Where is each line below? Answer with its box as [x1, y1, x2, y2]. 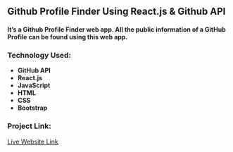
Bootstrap [17, 103, 48, 112]
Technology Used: [7, 50, 72, 60]
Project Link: [7, 121, 51, 131]
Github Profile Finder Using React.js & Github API [7, 6, 226, 18]
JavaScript [17, 81, 51, 90]
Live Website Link [7, 137, 58, 146]
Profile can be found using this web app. [7, 32, 128, 41]
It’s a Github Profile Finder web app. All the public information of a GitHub [7, 25, 227, 34]
